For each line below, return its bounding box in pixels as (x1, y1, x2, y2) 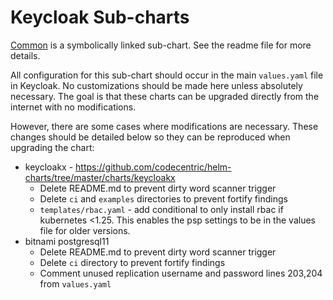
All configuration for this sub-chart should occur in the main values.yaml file (10, 69, 324, 81)
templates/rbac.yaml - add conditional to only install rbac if (39, 203, 284, 215)
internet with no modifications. (10, 101, 137, 113)
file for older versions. (39, 224, 131, 236)
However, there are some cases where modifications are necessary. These (10, 120, 319, 132)
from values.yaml (39, 277, 112, 290)
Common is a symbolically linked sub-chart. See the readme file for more (10, 39, 312, 51)
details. (10, 49, 41, 61)
